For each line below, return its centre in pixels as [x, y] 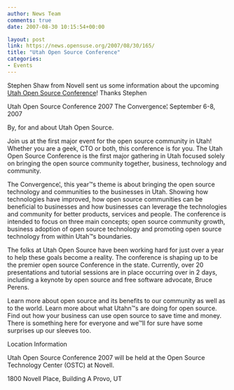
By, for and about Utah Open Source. [61, 127]
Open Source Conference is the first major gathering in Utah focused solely [116, 155]
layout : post [26, 39]
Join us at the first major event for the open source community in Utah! [110, 141]
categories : [25, 59]
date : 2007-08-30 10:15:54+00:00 [56, 27]
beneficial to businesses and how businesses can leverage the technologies [117, 207]
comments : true [29, 20]
